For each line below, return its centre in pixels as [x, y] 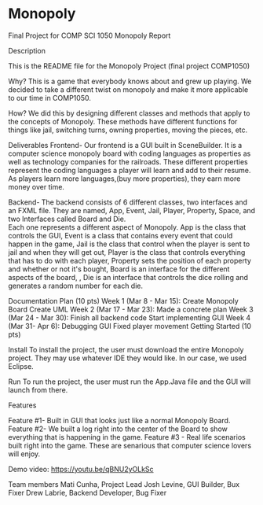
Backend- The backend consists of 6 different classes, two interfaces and [128, 202]
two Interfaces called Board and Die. [67, 219]
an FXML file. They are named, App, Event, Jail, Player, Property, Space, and [132, 210]
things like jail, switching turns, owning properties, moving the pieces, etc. [128, 130]
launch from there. [38, 389]
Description [27, 50]
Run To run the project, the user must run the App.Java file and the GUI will [130, 382]
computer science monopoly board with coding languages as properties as [130, 153]
